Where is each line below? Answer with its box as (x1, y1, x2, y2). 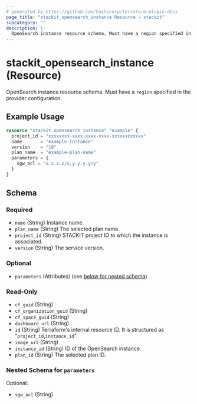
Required (6, 206, 33, 214)
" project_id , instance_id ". (14, 332, 78, 339)
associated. (14, 238, 43, 245)
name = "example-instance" (11, 139, 94, 145)
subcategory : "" (6, 20, 46, 25)
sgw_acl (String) (14, 391, 54, 398)
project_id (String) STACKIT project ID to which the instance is (14, 232, 168, 239)
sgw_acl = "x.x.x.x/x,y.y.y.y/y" (17, 161, 99, 166)
